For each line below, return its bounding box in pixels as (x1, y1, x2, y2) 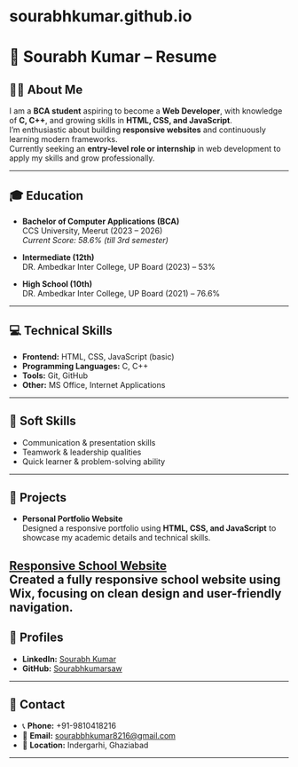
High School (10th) (21, 279, 93, 289)
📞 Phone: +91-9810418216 (21, 721, 117, 731)
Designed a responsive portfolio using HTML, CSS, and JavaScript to (21, 523, 277, 534)
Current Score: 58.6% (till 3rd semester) (21, 235, 169, 245)
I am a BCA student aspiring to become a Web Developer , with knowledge (9, 106, 283, 116)
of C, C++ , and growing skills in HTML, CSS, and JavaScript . (9, 115, 232, 126)
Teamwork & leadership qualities (21, 447, 142, 457)
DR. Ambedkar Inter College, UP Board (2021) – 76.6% (21, 289, 221, 298)
